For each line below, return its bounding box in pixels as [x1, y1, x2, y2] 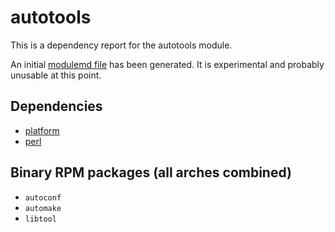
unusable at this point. [10, 69, 102, 81]
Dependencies [10, 98, 103, 115]
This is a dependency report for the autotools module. [10, 39, 233, 51]
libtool [24, 214, 57, 224]
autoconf [24, 192, 62, 203]
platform [24, 124, 60, 136]
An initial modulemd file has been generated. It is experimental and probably [10, 58, 325, 70]
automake [24, 203, 62, 213]
